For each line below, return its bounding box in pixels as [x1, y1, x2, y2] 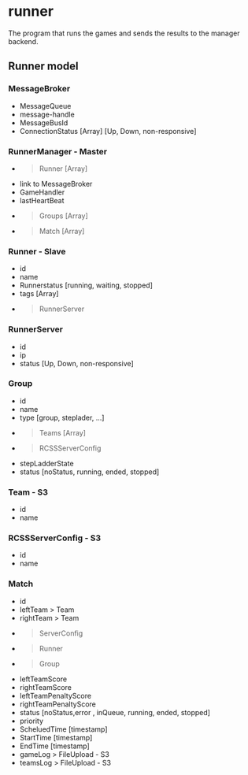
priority [19, 716, 44, 725]
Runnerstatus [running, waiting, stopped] [19, 280, 154, 290]
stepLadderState [19, 458, 74, 468]
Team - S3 [8, 487, 49, 498]
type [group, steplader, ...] [19, 413, 105, 422]
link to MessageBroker [19, 179, 93, 188]
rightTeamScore [19, 682, 72, 692]
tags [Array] [19, 289, 59, 299]
